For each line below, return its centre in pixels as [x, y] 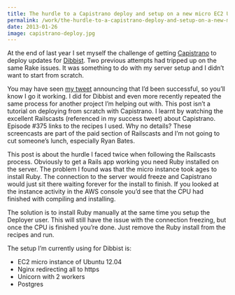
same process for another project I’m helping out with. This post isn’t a [109, 104]
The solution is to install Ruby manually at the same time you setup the [109, 213]
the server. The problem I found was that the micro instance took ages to [112, 169]
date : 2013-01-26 [33, 27]
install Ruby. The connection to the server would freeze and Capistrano [110, 177]
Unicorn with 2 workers [51, 277]
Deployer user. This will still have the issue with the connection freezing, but [117, 220]
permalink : [23, 20]
